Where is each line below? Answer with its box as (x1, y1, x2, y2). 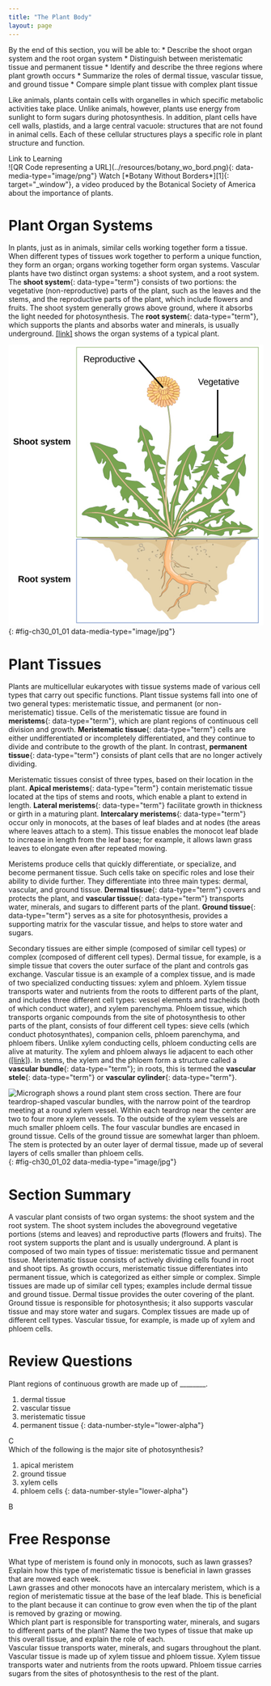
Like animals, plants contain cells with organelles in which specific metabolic (8, 95, 264, 104)
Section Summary (8, 1185, 132, 1204)
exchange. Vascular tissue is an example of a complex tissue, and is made (8, 969, 256, 979)
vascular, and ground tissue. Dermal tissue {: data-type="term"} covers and (8, 885, 261, 895)
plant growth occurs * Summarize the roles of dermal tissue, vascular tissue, (8, 70, 264, 80)
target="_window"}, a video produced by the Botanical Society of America (8, 179, 256, 189)
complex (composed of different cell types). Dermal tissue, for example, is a (8, 952, 261, 962)
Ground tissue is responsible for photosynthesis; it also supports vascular (8, 1298, 253, 1308)
